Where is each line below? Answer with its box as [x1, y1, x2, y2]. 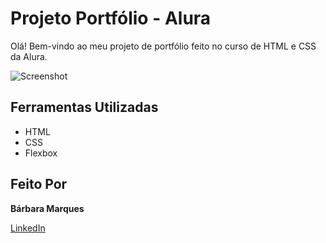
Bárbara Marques [10, 202, 85, 214]
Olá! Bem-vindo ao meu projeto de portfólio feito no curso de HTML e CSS [10, 40, 317, 52]
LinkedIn [10, 222, 46, 234]
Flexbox [24, 147, 58, 159]
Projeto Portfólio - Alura [10, 7, 212, 30]
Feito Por [10, 176, 68, 193]
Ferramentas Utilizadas [10, 99, 159, 116]
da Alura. [10, 50, 48, 62]
